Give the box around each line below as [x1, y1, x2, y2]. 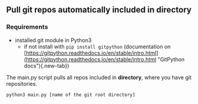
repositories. [6, 80, 38, 87]
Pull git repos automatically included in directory [6, 5, 192, 15]
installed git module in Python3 [14, 36, 92, 44]
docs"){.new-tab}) [23, 62, 70, 69]
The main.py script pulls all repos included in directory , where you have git [6, 73, 192, 81]
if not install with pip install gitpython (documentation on [23, 43, 171, 50]
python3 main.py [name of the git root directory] [6, 91, 136, 98]
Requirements [6, 23, 49, 31]
